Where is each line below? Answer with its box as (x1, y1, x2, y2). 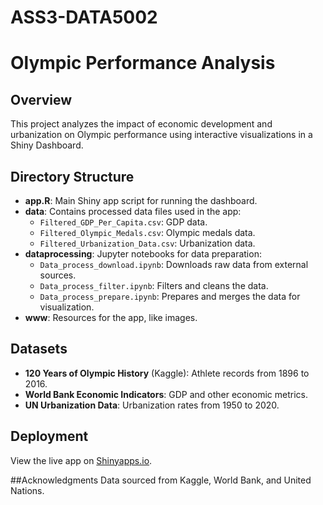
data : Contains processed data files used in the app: (24, 206, 242, 217)
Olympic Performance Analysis (10, 52, 276, 75)
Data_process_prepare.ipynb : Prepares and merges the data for (39, 291, 301, 302)
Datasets (10, 341, 68, 358)
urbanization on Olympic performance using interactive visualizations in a (10, 129, 313, 141)
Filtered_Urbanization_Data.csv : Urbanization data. (39, 237, 256, 249)
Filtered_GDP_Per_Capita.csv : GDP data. (39, 216, 208, 228)
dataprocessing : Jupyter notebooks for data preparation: (24, 248, 262, 260)
